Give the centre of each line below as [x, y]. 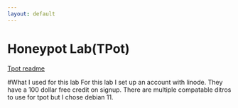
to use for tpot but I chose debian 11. [60, 97]
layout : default [31, 14]
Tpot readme [26, 68]
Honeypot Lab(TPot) [69, 48]
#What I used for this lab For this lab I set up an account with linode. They [115, 82]
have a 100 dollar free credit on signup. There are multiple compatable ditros [119, 90]
